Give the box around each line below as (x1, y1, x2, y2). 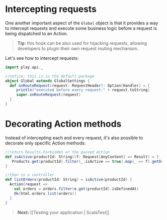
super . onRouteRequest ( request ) (16, 92, 81, 98)
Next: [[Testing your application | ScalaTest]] (17, 209, 110, 215)
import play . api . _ (5, 65, 43, 70)
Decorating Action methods (5, 118, 122, 130)
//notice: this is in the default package (5, 74, 94, 79)
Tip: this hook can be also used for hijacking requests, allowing (17, 40, 147, 46)
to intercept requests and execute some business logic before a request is (5, 25, 157, 31)
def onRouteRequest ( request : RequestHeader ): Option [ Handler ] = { (9, 83, 150, 88)
